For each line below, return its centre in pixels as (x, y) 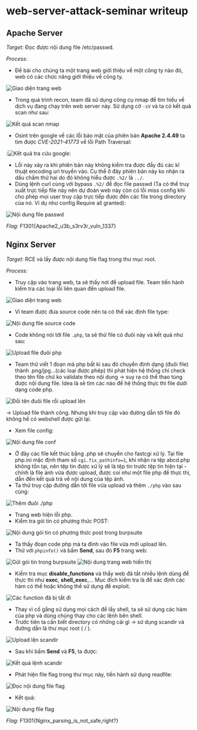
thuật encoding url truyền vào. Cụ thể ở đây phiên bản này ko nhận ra (100, 171)
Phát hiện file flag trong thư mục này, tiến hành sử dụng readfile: (93, 674)
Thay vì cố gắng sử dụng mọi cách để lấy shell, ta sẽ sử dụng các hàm (101, 609)
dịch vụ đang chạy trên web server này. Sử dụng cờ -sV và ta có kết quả (103, 106)
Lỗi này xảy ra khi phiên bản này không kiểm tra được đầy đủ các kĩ (97, 165)
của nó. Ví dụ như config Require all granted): (70, 203)
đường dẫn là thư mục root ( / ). (53, 628)
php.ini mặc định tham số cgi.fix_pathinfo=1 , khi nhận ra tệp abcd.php (102, 459)
